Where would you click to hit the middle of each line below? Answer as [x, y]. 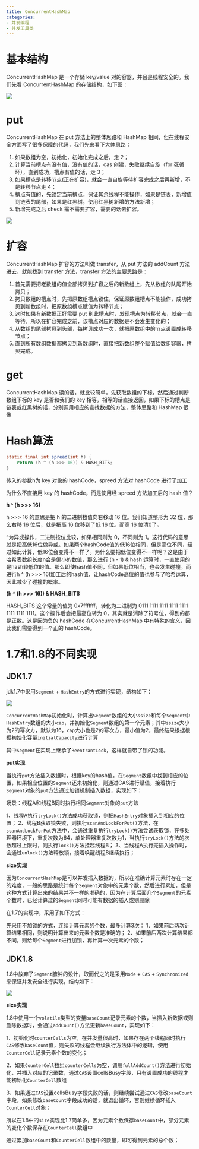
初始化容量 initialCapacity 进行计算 [55, 737]
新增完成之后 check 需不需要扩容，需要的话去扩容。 [78, 209]
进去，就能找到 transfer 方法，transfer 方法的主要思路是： [77, 271]
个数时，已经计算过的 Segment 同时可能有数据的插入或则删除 [78, 900]
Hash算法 [30, 441]
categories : [21, 17]
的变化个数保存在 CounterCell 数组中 [50, 1128]
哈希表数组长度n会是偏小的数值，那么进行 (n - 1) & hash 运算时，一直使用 [96, 559]
